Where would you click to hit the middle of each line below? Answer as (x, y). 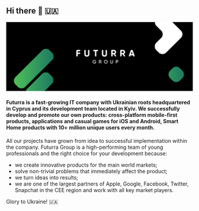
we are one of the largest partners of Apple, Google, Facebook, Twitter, (102, 184)
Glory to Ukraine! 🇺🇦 (32, 202)
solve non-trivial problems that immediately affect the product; (91, 171)
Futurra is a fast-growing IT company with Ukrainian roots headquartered (98, 103)
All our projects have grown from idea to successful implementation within (97, 141)
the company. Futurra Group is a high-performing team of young (85, 147)
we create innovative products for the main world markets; (86, 165)
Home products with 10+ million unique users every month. (81, 127)
